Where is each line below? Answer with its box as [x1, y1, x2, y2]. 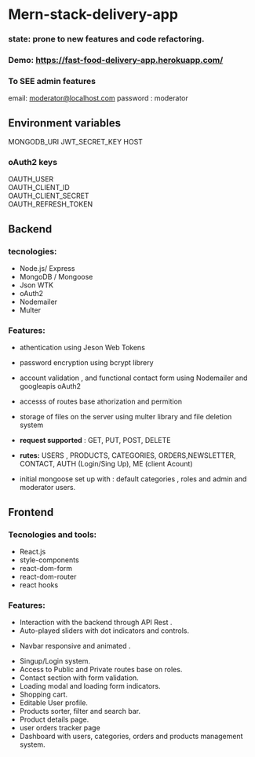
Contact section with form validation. [19, 673, 139, 682]
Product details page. [19, 715, 89, 724]
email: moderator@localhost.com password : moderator [8, 93, 188, 103]
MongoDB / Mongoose [19, 272, 93, 282]
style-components [19, 555, 80, 565]
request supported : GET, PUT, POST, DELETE [19, 436, 171, 445]
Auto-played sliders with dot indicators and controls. [19, 626, 190, 635]
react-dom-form [19, 564, 73, 573]
